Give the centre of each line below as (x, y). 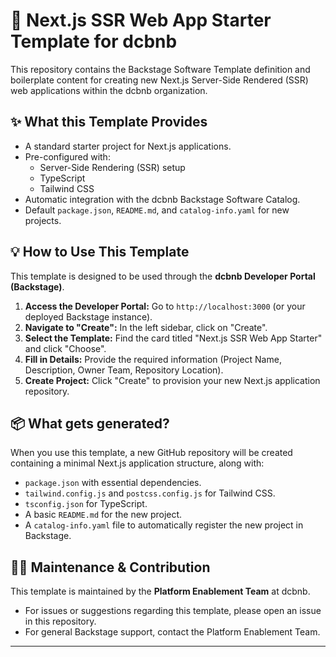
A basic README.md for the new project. (103, 515)
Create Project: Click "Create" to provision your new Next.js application (172, 380)
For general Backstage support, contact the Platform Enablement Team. (172, 632)
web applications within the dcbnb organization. (109, 90)
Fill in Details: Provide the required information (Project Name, (153, 359)
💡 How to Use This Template (100, 252)
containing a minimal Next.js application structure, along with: (137, 463)
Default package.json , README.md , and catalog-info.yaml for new (157, 210)
